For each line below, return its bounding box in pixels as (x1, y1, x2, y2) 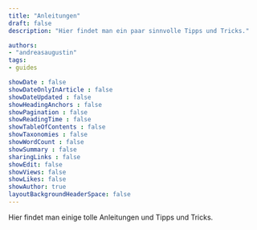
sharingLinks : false (8, 153, 81, 161)
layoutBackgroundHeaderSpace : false (8, 191, 131, 199)
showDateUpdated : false (8, 93, 92, 101)
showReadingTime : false (8, 116, 92, 124)
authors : (8, 41, 38, 49)
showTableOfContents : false (8, 123, 106, 131)
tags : (8, 56, 27, 64)
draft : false (8, 19, 52, 27)
